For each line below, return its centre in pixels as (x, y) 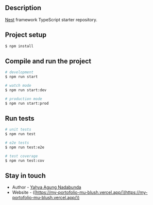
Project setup (26, 35)
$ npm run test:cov (25, 160)
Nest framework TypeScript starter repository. (51, 19)
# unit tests (18, 130)
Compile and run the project (48, 61)
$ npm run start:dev (26, 90)
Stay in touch (25, 176)
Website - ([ (24, 192)
